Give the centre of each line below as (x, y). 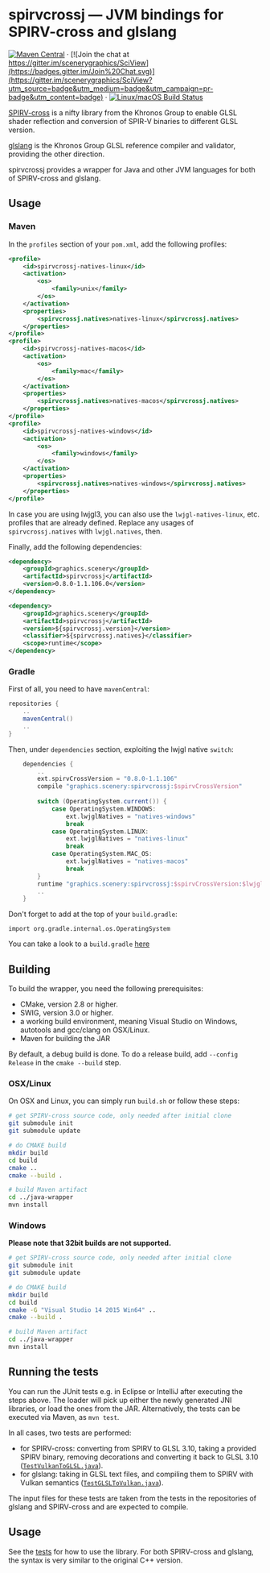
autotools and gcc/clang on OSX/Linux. (85, 1030)
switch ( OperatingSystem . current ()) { (102, 802)
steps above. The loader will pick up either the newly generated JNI (120, 1400)
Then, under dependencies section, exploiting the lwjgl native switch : (121, 749)
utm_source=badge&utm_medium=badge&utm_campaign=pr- (111, 88)
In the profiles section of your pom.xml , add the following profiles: (118, 244)
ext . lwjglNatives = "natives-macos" (127, 861)
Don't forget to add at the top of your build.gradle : (93, 914)
